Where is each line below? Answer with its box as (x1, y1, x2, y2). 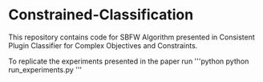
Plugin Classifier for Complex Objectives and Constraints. (8, 40, 198, 50)
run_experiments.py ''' (8, 64, 83, 74)
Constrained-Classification (8, 6, 194, 24)
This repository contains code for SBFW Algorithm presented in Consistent (8, 32, 255, 42)
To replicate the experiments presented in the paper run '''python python (8, 56, 249, 66)
